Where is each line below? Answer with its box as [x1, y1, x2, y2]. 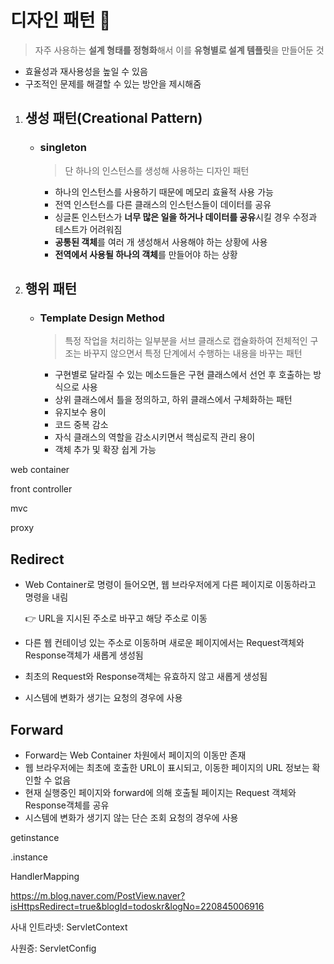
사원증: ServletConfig [10, 942, 97, 954]
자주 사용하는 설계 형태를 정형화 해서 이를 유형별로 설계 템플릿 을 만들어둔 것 [34, 44, 325, 56]
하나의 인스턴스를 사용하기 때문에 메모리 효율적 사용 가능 [54, 186, 274, 198]
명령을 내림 [24, 591, 69, 603]
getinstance [10, 831, 60, 843]
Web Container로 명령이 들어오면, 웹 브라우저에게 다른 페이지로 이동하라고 [24, 579, 317, 591]
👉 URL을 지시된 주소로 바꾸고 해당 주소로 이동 [24, 612, 208, 625]
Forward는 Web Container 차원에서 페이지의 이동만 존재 [24, 749, 247, 761]
